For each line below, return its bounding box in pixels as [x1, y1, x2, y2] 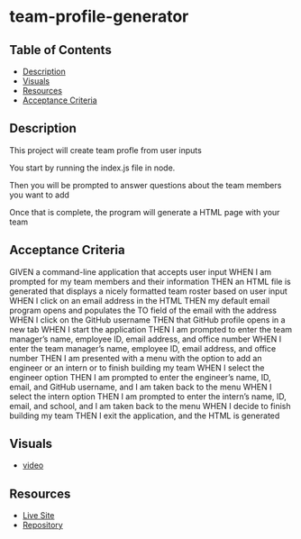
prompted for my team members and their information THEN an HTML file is [9, 276, 291, 287]
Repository [22, 520, 63, 531]
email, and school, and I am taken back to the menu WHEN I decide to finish [9, 400, 291, 411]
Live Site [22, 510, 55, 521]
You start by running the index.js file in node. [9, 162, 176, 173]
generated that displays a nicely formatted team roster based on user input [9, 286, 288, 297]
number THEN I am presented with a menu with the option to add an [9, 352, 262, 363]
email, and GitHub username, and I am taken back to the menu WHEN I [9, 381, 272, 392]
